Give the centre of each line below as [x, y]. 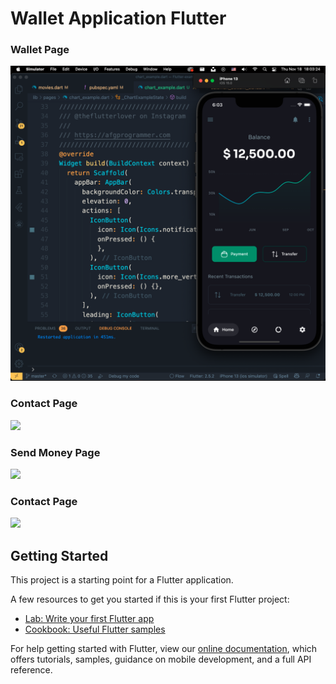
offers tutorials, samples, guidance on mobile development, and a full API [161, 659]
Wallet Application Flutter [118, 18]
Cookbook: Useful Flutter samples [95, 629]
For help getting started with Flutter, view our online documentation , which [164, 649]
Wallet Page [40, 50]
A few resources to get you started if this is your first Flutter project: [150, 599]
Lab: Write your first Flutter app [89, 619]
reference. [31, 670]
